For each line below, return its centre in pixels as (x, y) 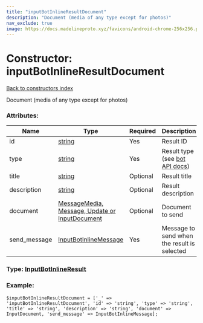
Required (142, 131)
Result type (178, 151)
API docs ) (176, 166)
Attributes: (23, 116)
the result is (178, 244)
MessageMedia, (81, 203)
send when (177, 236)
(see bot (174, 159)
